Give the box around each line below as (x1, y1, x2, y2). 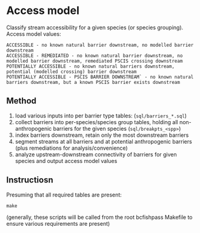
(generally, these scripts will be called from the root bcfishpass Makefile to (6, 214, 193, 221)
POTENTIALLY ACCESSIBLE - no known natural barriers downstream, (6, 63, 175, 69)
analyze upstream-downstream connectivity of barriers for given (15, 150, 177, 158)
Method (6, 96, 37, 106)
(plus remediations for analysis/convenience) (15, 144, 128, 151)
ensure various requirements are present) (6, 220, 110, 227)
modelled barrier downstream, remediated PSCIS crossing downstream (6, 58, 183, 64)
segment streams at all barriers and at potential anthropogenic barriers (15, 137, 192, 145)
